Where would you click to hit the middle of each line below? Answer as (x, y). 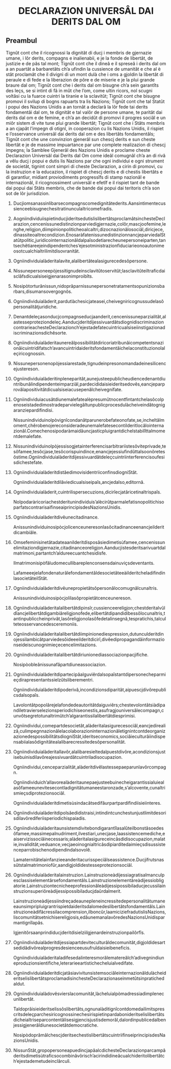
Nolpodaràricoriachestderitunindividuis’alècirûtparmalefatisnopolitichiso (89, 502)
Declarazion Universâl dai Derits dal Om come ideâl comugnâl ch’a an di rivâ (86, 156)
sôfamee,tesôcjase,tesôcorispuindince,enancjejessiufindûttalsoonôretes (89, 451)
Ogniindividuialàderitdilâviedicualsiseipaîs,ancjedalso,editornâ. (79, 482)
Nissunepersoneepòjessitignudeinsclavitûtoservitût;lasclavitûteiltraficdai (89, 271)
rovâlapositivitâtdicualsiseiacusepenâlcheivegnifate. (68, 389)
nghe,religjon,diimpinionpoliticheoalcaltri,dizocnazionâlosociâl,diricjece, (89, 229)
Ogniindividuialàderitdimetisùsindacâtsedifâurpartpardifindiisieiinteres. (87, 803)
